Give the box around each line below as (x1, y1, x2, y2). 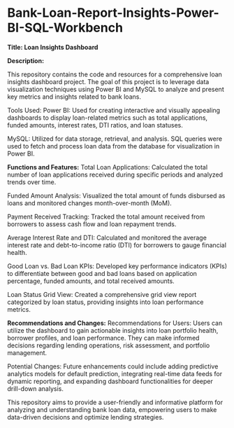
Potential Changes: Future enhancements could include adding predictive (7, 362, 219, 371)
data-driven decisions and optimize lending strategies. (7, 413, 164, 421)
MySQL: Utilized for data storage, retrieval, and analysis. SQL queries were (7, 134, 222, 143)
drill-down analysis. (7, 384, 64, 393)
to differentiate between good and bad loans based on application (7, 269, 198, 277)
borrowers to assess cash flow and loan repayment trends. (7, 219, 177, 228)
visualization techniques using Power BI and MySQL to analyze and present (7, 85, 225, 93)
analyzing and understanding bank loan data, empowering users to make (7, 405, 217, 414)
